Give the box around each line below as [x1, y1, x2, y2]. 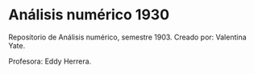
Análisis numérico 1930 [8, 6, 170, 24]
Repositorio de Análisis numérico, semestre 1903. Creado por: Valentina [8, 32, 248, 42]
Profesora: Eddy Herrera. [8, 56, 92, 66]
